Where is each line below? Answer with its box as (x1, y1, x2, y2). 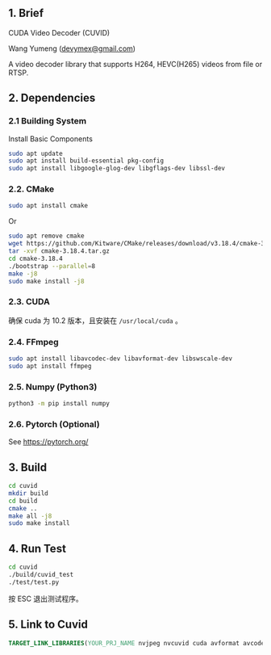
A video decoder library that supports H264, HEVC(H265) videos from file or (8, 59, 263, 69)
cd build (8, 497, 38, 505)
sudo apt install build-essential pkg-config (8, 157, 164, 165)
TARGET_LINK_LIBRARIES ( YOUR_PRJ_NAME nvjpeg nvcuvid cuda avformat (8, 639, 240, 647)
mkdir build (8, 489, 48, 498)
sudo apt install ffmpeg (8, 362, 92, 370)
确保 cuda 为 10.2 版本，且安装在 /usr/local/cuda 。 (8, 315, 183, 325)
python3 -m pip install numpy (8, 400, 110, 408)
